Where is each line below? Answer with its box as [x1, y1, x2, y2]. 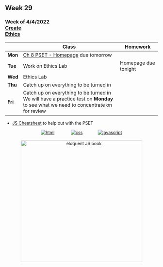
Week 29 [5, 4, 33, 12]
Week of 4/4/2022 [5, 19, 50, 25]
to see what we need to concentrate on [23, 101, 113, 108]
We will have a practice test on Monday [23, 95, 113, 102]
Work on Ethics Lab [23, 62, 67, 69]
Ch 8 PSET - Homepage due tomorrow [23, 51, 112, 58]
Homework [125, 43, 151, 50]
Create [5, 24, 22, 31]
